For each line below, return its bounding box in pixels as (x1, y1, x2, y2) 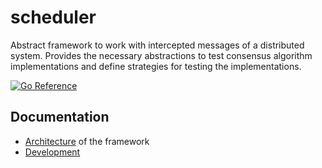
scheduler (10, 6, 97, 29)
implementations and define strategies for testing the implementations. (10, 60, 302, 72)
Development (24, 146, 81, 158)
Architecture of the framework (24, 135, 150, 147)
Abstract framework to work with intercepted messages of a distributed (10, 39, 305, 51)
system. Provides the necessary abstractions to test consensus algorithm (10, 49, 313, 61)
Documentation (10, 109, 110, 126)
